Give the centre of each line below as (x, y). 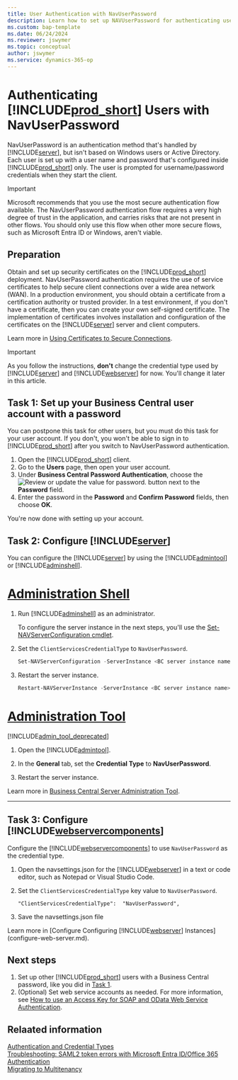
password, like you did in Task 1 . (64, 984)
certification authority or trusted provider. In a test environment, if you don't (118, 302)
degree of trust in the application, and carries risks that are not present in (114, 217)
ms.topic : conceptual (39, 47)
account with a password (64, 414)
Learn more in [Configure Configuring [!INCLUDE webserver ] (96, 930)
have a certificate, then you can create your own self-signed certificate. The (119, 309)
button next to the (174, 482)
